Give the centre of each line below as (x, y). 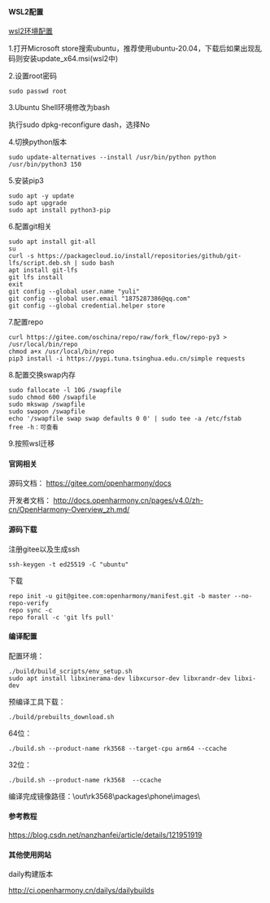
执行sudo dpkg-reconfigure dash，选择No (79, 124)
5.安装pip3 (26, 181)
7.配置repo (26, 322)
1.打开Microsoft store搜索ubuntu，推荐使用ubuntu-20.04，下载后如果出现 (132, 49)
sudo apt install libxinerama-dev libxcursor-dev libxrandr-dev (120, 678)
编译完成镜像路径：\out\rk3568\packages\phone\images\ (105, 796)
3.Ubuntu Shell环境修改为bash (59, 107)
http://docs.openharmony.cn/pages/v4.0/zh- (128, 500)
